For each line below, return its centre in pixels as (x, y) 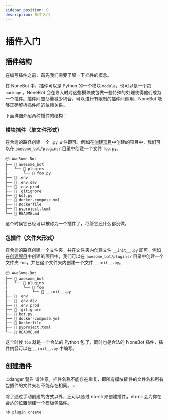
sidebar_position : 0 (27, 10)
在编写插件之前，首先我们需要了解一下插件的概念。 (58, 75)
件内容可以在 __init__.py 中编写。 (41, 348)
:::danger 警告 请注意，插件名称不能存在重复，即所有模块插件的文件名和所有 (85, 379)
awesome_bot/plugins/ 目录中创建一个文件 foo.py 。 (68, 148)
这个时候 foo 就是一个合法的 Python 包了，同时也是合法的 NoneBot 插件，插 (84, 342)
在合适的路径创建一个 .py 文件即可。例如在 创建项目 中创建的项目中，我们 (81, 142)
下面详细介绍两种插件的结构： (36, 115)
